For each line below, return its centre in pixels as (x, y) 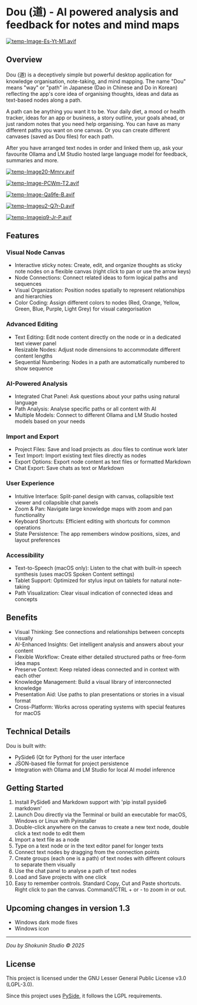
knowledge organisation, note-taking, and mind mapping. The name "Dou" (96, 81)
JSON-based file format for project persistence (72, 763)
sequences (28, 284)
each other (28, 675)
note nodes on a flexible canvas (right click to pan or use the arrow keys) (103, 272)
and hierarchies (33, 296)
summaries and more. (32, 160)
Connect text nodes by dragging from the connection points (87, 852)
